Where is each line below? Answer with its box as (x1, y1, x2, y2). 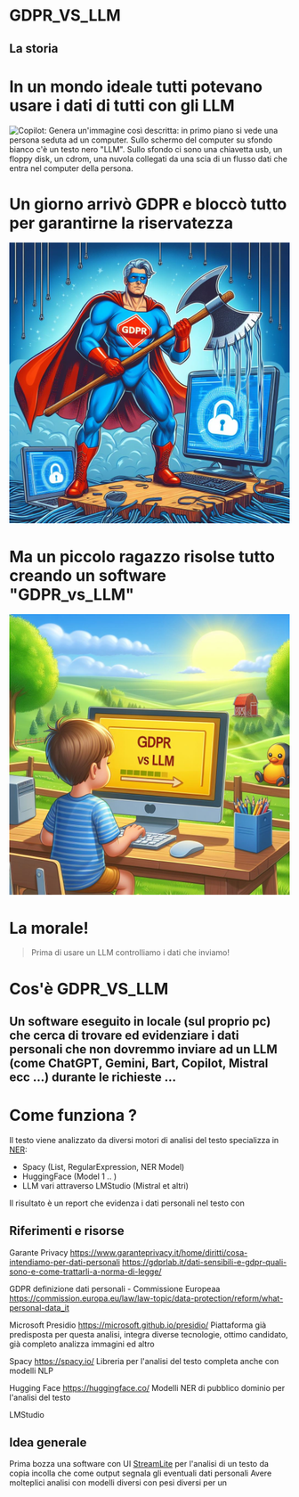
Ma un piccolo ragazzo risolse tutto (9, 546, 276, 567)
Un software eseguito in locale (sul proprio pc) (9, 1013, 271, 1029)
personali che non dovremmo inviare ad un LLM (9, 1042, 278, 1057)
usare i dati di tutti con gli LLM (9, 95, 235, 116)
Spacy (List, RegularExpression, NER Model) (21, 1161, 185, 1172)
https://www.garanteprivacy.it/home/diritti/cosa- (69, 1247, 248, 1257)
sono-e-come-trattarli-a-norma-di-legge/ (9, 1266, 162, 1277)
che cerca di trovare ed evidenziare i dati (9, 1027, 239, 1043)
